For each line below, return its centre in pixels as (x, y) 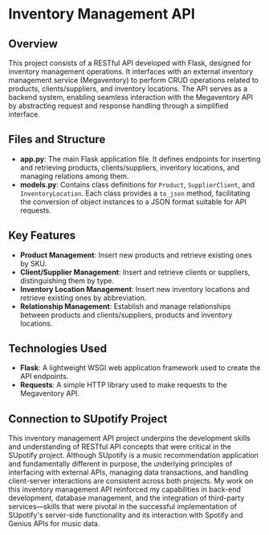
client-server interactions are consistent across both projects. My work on (131, 481)
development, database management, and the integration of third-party (126, 498)
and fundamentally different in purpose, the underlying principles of (120, 464)
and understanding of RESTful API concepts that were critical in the (120, 447)
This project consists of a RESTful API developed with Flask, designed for (130, 63)
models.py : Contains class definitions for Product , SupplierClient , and (137, 184)
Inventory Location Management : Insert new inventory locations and (135, 289)
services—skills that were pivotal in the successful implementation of (123, 507)
